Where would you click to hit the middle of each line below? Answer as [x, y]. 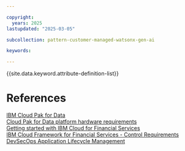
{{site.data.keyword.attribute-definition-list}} [63, 73]
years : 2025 [27, 23]
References [36, 98]
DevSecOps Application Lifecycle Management [66, 141]
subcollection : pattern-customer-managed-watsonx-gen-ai [81, 40]
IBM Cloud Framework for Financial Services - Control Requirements [93, 134]
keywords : [19, 51]
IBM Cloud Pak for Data [36, 115]
